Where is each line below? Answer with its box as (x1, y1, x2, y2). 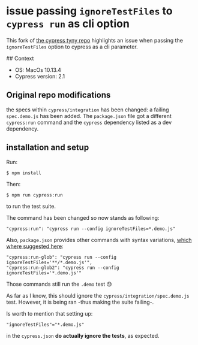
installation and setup (6, 143, 89, 153)
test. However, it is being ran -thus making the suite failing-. (6, 298, 154, 305)
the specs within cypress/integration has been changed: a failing (6, 106, 169, 113)
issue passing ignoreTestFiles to (6, 4, 173, 18)
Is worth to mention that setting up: (6, 310, 93, 317)
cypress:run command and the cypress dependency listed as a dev (6, 119, 172, 126)
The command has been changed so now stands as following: (6, 214, 160, 221)
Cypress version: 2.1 (14, 72, 65, 80)
